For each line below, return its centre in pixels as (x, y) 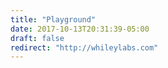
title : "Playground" (53, 19)
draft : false (37, 38)
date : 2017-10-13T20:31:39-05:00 (80, 29)
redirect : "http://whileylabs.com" (84, 47)
